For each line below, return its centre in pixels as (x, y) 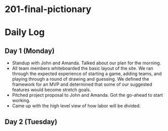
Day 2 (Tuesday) (31, 122)
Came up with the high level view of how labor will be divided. (76, 106)
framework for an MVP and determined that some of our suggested (82, 85)
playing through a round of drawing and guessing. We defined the (80, 79)
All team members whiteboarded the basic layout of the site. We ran (82, 69)
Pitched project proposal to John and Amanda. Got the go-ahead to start (88, 95)
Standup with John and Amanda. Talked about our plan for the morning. (87, 63)
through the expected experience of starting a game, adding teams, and (87, 74)
